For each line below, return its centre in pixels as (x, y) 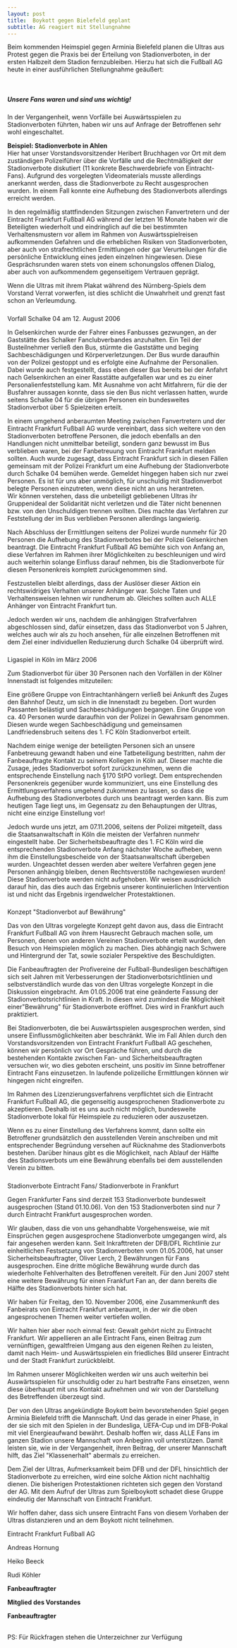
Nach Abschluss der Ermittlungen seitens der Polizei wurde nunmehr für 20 (117, 532)
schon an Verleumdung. (42, 301)
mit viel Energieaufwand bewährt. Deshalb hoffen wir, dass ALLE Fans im (114, 1433)
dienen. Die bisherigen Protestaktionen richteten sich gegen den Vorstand (115, 1484)
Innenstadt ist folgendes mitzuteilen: (60, 681)
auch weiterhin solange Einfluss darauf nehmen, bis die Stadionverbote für (116, 562)
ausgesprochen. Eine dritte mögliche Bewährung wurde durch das (103, 1265)
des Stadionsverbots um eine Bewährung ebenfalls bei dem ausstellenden (115, 1160)
